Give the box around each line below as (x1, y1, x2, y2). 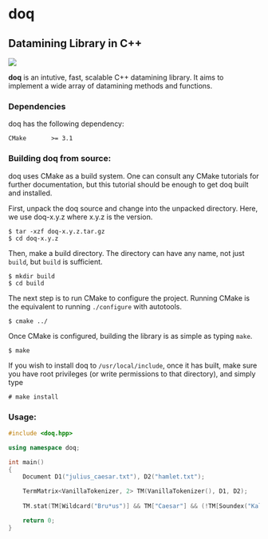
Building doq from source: (8, 153, 112, 164)
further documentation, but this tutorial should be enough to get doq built (8, 179, 249, 189)
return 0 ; (22, 516, 56, 525)
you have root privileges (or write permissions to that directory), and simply (8, 368, 256, 379)
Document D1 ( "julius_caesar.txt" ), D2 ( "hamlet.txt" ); (22, 473, 205, 481)
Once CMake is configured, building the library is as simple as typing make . (8, 331, 253, 340)
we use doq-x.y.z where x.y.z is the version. (8, 212, 153, 222)
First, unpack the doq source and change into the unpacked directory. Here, (8, 203, 258, 213)
